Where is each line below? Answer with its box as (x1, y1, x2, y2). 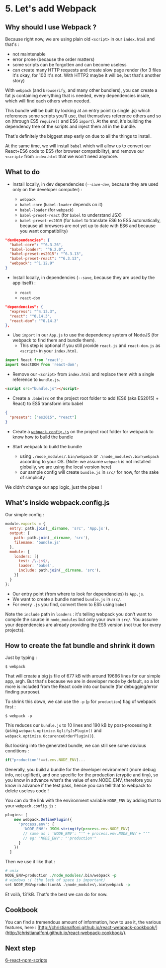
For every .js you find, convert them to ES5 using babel (12, 601, 127, 607)
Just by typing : (5, 654, 37, 660)
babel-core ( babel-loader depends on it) (19, 201, 103, 207)
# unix (5, 868, 19, 874)
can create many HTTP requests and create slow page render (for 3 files (12, 67, 162, 73)
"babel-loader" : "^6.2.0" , (9, 247, 66, 252)
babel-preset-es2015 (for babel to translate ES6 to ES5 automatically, (19, 217, 161, 223)
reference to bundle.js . (12, 376, 61, 382)
